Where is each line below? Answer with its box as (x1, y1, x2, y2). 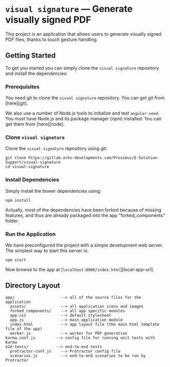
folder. (5, 217, 19, 223)
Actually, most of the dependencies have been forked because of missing (5, 207, 162, 213)
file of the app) (5, 326, 43, 331)
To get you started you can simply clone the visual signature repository (5, 65, 159, 71)
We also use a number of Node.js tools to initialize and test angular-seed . (5, 110, 160, 116)
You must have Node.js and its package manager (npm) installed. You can (5, 116, 162, 122)
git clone (5, 155, 27, 160)
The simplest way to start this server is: (5, 247, 89, 254)
